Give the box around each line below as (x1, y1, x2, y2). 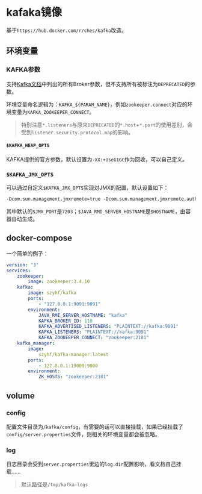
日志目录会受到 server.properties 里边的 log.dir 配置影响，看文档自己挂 (6, 460, 182, 467)
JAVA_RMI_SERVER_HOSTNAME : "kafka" (38, 312, 128, 318)
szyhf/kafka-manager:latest (38, 351, 109, 357)
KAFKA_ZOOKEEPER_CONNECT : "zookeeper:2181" (38, 335, 149, 341)
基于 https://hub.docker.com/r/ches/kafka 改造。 (6, 27, 127, 34)
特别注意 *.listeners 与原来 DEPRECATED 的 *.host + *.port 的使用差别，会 (20, 121, 193, 128)
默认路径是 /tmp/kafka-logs (20, 481, 88, 488)
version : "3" (6, 261, 39, 268)
